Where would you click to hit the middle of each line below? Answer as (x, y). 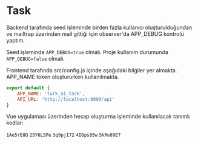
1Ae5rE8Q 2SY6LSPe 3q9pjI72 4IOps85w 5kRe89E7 (64, 135)
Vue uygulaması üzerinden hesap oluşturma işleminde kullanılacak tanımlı (98, 117)
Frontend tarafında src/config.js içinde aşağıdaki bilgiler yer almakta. (92, 70)
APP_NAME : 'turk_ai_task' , (51, 94)
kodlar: (15, 123)
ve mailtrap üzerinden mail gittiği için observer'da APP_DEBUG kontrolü (95, 33)
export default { (28, 88)
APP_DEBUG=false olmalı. (36, 58)
